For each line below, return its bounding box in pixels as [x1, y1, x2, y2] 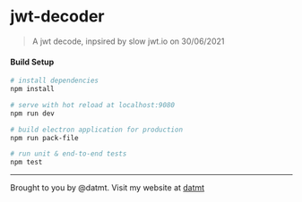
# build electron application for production [10, 125, 183, 134]
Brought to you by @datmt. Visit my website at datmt [10, 182, 205, 193]
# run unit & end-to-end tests [10, 149, 127, 158]
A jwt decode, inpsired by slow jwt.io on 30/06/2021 [31, 36, 225, 46]
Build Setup [10, 56, 55, 67]
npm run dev [10, 109, 55, 118]
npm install [10, 85, 55, 94]
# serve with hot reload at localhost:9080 [10, 100, 176, 109]
